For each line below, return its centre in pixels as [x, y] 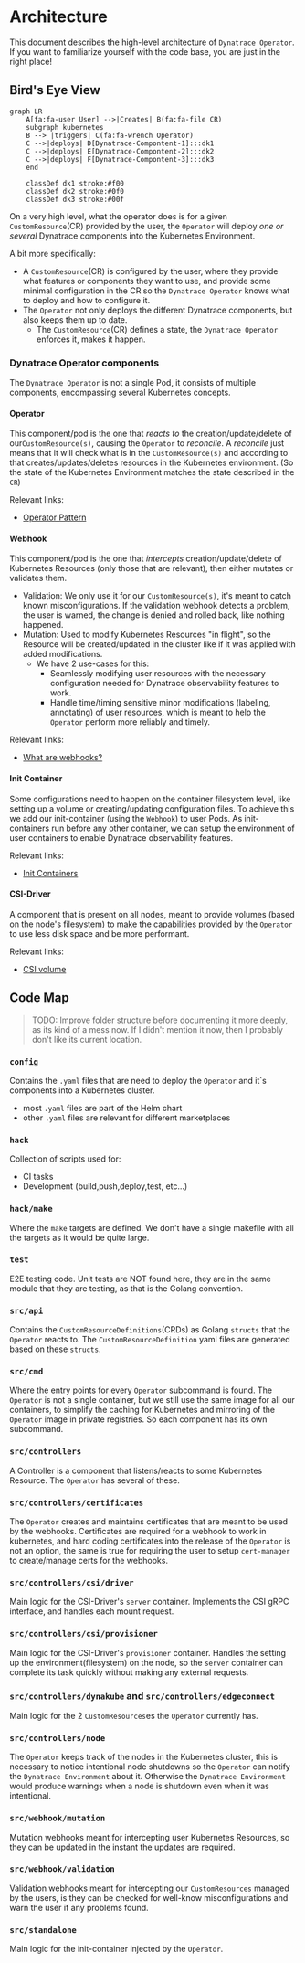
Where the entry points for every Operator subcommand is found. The [141, 1390]
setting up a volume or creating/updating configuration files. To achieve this [152, 808]
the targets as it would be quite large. [79, 1237]
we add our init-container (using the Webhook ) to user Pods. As [126, 818]
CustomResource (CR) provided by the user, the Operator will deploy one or [147, 226]
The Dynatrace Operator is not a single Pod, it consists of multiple [133, 383]
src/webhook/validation [63, 1869]
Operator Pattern [54, 517]
